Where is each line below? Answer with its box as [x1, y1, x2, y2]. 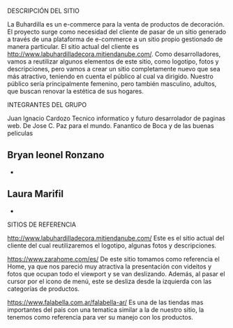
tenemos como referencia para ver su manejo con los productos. [7, 313, 194, 321]
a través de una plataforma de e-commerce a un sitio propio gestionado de [7, 35, 223, 43]
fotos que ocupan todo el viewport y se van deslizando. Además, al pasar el [7, 269, 225, 278]
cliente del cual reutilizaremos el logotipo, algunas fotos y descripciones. [7, 241, 217, 250]
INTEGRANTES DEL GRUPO [7, 101, 87, 108]
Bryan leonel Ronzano [7, 149, 105, 161]
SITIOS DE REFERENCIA [7, 220, 77, 229]
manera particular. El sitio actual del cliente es [7, 43, 140, 50]
